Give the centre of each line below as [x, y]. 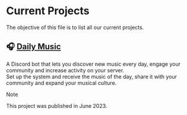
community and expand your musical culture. [61, 83]
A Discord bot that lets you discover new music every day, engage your [93, 64]
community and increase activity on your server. [65, 70]
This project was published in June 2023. [57, 106]
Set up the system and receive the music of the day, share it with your [91, 76]
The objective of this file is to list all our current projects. [75, 27]
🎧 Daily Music [34, 47]
